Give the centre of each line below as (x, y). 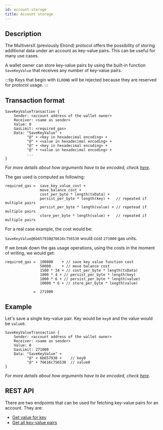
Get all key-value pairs (35, 422)
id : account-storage (26, 9)
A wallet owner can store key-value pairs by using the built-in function (75, 65)
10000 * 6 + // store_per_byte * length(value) (89, 283)
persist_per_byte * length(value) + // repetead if (93, 207)
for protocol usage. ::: (27, 85)
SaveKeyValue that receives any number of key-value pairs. (64, 71)
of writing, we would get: (30, 253)
